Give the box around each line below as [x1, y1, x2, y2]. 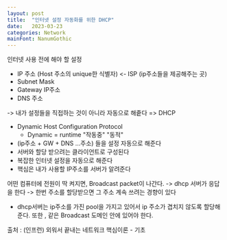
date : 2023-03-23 [7, 23, 63, 29]
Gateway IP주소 [16, 86, 60, 94]
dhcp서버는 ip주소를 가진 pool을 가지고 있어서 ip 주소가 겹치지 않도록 [16, 203, 202, 211]
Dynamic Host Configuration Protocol [16, 123, 123, 131]
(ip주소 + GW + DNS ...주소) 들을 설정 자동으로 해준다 [16, 139, 162, 147]
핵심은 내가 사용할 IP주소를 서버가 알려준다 [16, 165, 132, 173]
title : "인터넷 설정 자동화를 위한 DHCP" [7, 16, 115, 23]
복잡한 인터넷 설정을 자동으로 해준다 [16, 156, 113, 165]
